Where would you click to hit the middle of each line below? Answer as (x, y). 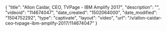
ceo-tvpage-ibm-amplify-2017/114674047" (50, 23)
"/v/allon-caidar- (145, 18)
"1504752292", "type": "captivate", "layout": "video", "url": (66, 18)
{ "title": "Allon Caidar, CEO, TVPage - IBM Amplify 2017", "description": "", (82, 7)
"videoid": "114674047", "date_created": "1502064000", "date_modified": (81, 12)
